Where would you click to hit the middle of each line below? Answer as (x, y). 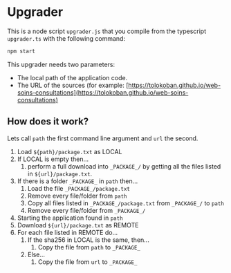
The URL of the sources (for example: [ (73, 85)
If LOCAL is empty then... (53, 159)
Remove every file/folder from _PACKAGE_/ (86, 210)
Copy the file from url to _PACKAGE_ (87, 262)
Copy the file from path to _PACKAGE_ (89, 247)
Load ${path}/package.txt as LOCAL (70, 151)
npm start (21, 51)
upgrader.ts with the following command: (66, 38)
